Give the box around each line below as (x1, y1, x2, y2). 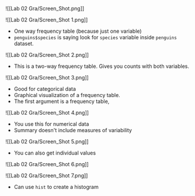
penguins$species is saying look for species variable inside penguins (13, 34, 177, 40)
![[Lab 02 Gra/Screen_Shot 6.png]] (5, 161, 89, 167)
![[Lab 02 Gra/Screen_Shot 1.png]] (5, 16, 88, 23)
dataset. (13, 40, 34, 47)
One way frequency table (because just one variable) (13, 27, 142, 35)
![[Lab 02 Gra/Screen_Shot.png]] (5, 5, 85, 12)
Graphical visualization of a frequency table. (13, 92, 120, 98)
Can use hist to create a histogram (13, 184, 99, 190)
